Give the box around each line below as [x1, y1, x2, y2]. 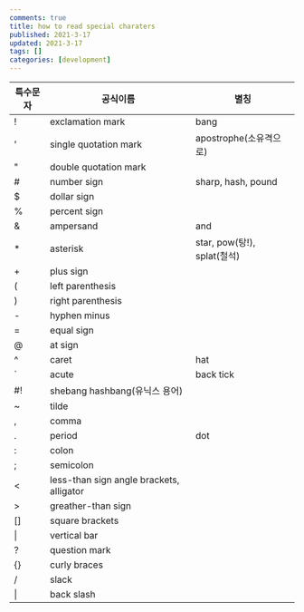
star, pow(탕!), [195, 237, 256, 248]
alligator [49, 485, 84, 497]
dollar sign [49, 190, 95, 202]
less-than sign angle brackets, [49, 473, 180, 486]
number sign [49, 176, 104, 188]
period [49, 430, 79, 442]
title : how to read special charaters [9, 22, 156, 31]
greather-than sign [49, 500, 132, 512]
